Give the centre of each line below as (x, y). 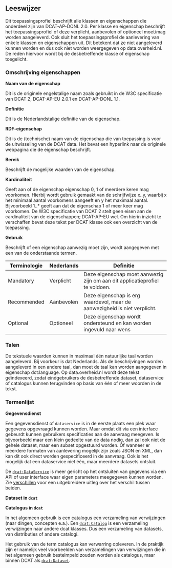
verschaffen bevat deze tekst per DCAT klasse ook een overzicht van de (81, 222)
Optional (18, 323)
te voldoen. (97, 287)
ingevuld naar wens (107, 330)
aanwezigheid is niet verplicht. (120, 309)
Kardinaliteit (19, 180)
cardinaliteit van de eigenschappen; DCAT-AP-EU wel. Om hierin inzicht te (83, 217)
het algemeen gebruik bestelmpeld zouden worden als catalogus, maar (80, 555)
